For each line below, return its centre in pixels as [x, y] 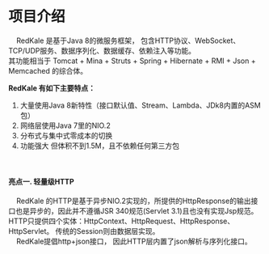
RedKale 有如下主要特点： [52, 88]
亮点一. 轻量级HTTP [41, 181]
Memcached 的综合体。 [48, 70]
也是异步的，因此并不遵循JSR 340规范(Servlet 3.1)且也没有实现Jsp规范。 [137, 211]
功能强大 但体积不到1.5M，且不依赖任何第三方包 [100, 146]
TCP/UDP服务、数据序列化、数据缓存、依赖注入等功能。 [102, 50]
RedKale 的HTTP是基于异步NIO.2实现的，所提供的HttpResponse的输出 [133, 201]
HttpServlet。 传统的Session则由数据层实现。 [84, 231]
